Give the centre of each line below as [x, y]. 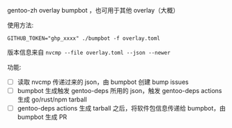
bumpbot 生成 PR [42, 117]
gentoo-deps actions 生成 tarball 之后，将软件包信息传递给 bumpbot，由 [122, 108]
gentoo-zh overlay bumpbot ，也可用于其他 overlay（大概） [93, 10]
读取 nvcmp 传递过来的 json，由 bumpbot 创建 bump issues [103, 82]
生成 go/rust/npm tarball [52, 99]
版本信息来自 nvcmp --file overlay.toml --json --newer [89, 52]
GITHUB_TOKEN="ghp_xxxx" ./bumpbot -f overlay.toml [84, 38]
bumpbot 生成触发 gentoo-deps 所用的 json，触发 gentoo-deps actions [119, 91]
